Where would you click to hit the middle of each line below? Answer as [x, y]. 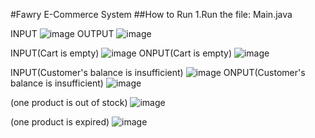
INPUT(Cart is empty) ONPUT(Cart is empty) [121, 53]
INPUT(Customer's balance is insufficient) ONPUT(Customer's [158, 72]
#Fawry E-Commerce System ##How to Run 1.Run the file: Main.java [151, 14]
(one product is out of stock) [69, 102]
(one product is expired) [60, 122]
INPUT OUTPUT [62, 33]
